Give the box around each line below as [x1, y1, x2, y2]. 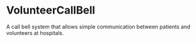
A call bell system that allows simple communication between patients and [6, 23, 191, 30]
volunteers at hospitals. [6, 29, 64, 36]
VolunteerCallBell [6, 4, 96, 17]
